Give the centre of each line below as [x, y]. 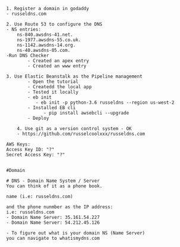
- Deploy [38, 118]
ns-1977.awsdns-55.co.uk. [49, 40]
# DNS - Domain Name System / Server [53, 181]
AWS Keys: [18, 144]
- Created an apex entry [58, 61]
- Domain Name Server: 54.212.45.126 [53, 223]
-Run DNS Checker [28, 55]
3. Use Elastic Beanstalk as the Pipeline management [75, 76]
